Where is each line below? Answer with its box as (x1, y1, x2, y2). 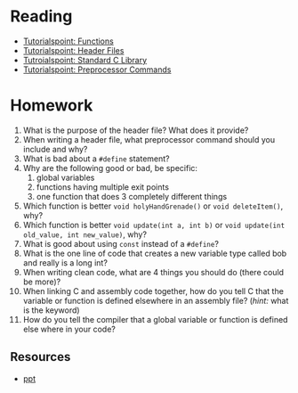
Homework (10, 95, 93, 116)
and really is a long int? (22, 257, 108, 268)
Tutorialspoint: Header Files (22, 45, 125, 55)
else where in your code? (22, 323, 117, 334)
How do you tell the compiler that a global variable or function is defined (22, 314, 288, 324)
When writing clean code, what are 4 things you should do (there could (22, 266, 284, 277)
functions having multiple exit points (36, 181, 170, 192)
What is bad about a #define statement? (22, 153, 170, 164)
